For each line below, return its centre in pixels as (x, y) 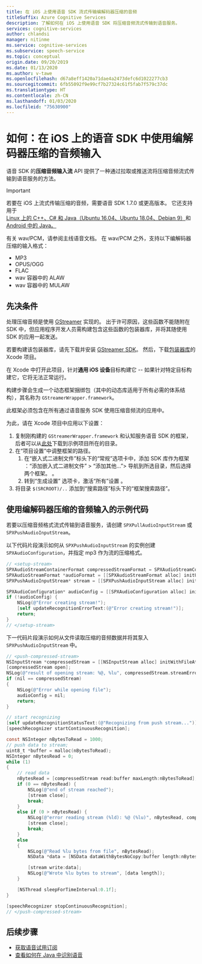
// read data (33, 773)
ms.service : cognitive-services (47, 46)
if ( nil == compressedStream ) (44, 679)
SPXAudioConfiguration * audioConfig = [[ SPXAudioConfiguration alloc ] (96, 592)
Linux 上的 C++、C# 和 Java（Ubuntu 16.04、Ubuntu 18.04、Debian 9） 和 (99, 218)
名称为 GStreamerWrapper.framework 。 (71, 398)
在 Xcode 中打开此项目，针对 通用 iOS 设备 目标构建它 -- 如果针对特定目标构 (99, 370)
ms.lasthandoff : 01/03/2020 (41, 101)
